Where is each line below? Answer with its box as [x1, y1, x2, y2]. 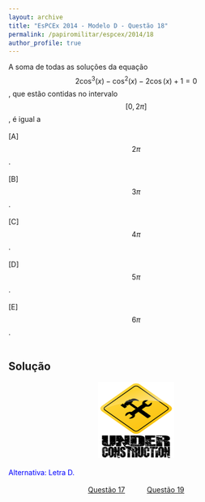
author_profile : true [8, 39, 82, 47]
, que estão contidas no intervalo [8, 89, 118, 98]
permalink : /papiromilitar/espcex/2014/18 [8, 30, 154, 38]
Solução [8, 360, 51, 374]
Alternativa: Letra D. [8, 467, 75, 477]
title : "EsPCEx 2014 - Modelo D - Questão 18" [8, 21, 169, 30]
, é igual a [8, 114, 41, 123]
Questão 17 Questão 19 [88, 484, 185, 495]
